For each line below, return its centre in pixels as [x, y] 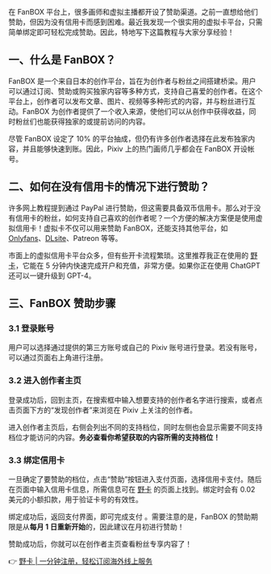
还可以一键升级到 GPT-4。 [52, 275]
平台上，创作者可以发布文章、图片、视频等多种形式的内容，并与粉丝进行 [128, 101]
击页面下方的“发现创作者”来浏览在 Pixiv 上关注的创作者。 [103, 410]
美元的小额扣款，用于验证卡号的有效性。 [75, 499]
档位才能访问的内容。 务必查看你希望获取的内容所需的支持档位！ [114, 437]
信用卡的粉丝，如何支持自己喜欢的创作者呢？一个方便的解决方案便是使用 [135, 217]
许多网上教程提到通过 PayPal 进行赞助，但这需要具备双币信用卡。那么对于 [131, 208]
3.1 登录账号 [31, 328]
